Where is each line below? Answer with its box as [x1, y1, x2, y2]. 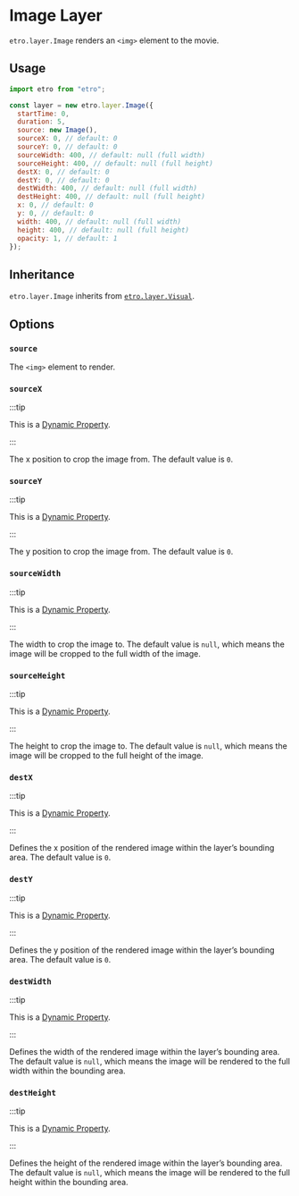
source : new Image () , [17, 126, 98, 135]
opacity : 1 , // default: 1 [17, 233, 118, 242]
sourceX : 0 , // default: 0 [17, 134, 118, 143]
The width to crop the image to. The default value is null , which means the [9, 639, 286, 649]
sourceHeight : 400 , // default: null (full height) [17, 158, 214, 168]
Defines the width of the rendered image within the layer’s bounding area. [9, 1046, 280, 1056]
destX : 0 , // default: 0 [17, 167, 110, 176]
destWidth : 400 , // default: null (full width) [17, 184, 198, 193]
